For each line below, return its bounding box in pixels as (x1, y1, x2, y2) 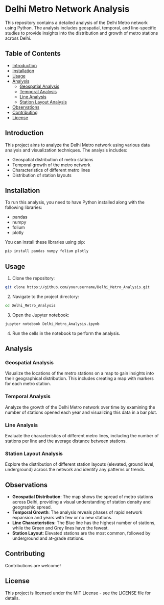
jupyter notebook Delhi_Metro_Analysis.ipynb (5, 321, 99, 327)
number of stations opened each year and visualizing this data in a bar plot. (5, 409, 158, 415)
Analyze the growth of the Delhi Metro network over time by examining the (5, 404, 156, 410)
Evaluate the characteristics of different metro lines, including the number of (5, 432, 159, 438)
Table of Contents (5, 50, 61, 58)
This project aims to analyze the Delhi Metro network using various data (5, 142, 150, 148)
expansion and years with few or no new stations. (12, 515, 113, 521)
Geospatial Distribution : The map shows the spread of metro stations (12, 494, 153, 500)
